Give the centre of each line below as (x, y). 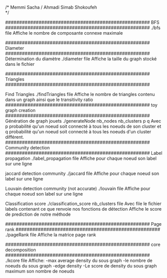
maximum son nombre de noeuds (40, 271)
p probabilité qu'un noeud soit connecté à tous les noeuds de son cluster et (83, 126)
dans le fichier (20, 64)
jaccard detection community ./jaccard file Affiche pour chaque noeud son (82, 173)
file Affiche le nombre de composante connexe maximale (64, 33)
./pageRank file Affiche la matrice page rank (51, 235)
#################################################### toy (81, 105)
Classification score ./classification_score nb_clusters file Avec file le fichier (83, 204)
